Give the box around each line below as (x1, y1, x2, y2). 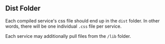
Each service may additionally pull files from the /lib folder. (5, 33, 131, 39)
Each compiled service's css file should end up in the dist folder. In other (5, 17, 160, 24)
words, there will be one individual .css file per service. (5, 23, 122, 29)
